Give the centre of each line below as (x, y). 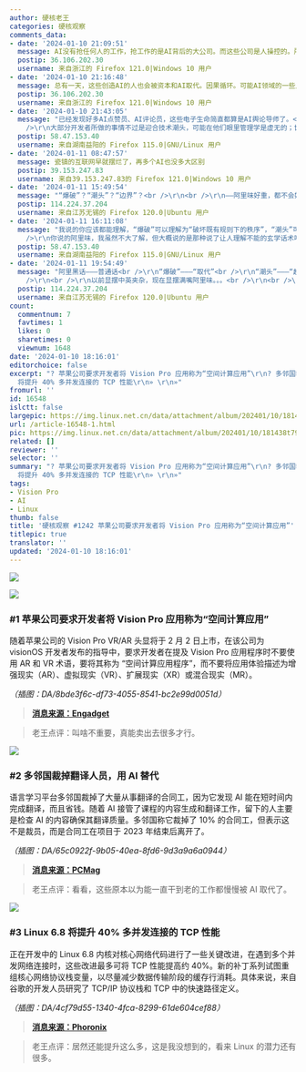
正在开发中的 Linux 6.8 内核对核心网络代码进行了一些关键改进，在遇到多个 (148, 954)
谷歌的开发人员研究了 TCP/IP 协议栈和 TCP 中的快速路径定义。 (127, 988)
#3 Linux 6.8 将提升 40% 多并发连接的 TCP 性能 (115, 933)
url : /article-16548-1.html (63, 424)
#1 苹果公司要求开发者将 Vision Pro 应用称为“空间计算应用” (139, 618)
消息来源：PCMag (66, 870)
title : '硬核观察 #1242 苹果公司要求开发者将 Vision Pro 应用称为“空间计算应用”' (152, 526)
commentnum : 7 (44, 314)
